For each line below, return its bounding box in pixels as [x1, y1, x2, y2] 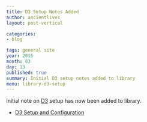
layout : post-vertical [6, 20, 63, 26]
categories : [6, 31, 36, 37]
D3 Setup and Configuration [14, 109, 85, 116]
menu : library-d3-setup [6, 81, 66, 87]
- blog [6, 37, 23, 43]
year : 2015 [6, 53, 34, 59]
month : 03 [6, 58, 31, 64]
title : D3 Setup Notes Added [6, 8, 79, 15]
